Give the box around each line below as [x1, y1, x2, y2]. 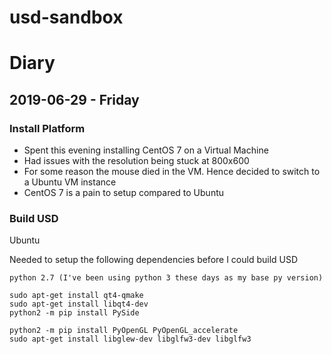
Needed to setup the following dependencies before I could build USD [9, 254, 299, 266]
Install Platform [9, 121, 86, 135]
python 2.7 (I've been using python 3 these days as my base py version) [9, 273, 324, 283]
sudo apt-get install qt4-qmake [9, 291, 144, 301]
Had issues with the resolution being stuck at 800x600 [23, 155, 250, 167]
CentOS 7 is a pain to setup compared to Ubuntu [23, 187, 225, 199]
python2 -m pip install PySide [9, 308, 140, 318]
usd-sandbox [9, 6, 124, 29]
